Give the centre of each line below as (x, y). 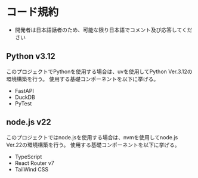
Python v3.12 (31, 56)
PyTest (23, 103)
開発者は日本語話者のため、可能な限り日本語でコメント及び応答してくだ (103, 30)
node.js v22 (29, 122)
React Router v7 (35, 163)
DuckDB (25, 97)
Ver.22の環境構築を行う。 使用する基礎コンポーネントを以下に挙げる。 (93, 145)
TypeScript (28, 157)
